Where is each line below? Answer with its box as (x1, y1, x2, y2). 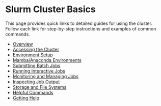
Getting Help (12, 95, 40, 101)
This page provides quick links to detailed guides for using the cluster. (5, 20, 153, 26)
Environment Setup (12, 52, 53, 58)
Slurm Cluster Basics (5, 4, 96, 15)
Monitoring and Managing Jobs (12, 73, 79, 79)
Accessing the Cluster (12, 46, 60, 52)
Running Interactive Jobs (12, 67, 65, 74)
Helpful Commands (12, 89, 53, 95)
